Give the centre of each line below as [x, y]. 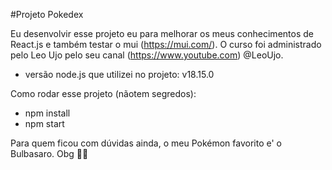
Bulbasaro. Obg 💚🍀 [49, 153]
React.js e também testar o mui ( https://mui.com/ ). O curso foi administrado [166, 44]
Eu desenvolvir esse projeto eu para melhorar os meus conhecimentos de [162, 33]
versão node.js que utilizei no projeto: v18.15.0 [119, 74]
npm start [44, 123]
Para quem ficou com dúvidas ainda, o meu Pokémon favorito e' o [146, 143]
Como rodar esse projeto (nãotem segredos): [103, 93]
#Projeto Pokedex [47, 14]
